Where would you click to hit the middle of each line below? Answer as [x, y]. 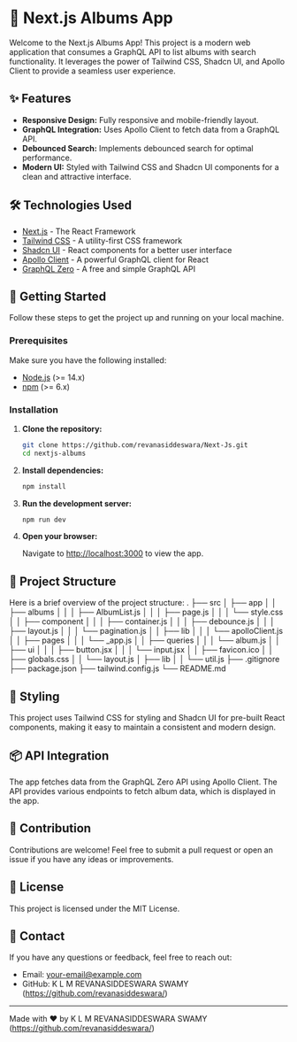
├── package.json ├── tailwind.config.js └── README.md [118, 668]
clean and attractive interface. [76, 176]
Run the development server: [77, 503]
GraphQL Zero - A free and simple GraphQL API [109, 268]
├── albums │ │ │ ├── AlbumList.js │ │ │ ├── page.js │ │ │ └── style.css [146, 612]
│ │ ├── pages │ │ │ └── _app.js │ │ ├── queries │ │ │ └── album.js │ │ [145, 640]
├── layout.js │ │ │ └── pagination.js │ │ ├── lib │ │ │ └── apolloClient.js [146, 631]
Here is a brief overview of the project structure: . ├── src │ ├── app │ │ [143, 603]
